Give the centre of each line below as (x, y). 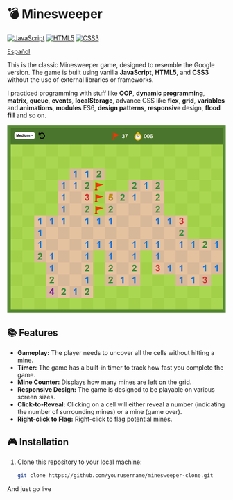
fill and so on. (27, 115)
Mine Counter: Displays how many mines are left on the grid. (104, 382)
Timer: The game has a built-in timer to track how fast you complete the (120, 368)
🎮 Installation (38, 442)
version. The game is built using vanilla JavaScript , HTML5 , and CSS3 (108, 72)
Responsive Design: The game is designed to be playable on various (116, 390)
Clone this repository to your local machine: (79, 462)
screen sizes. (36, 397)
